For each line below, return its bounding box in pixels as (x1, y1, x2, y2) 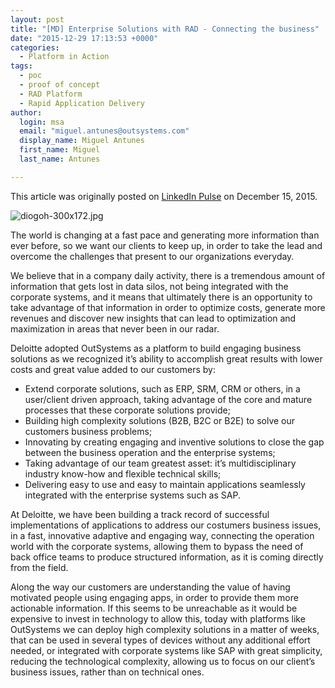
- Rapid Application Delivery (19, 98, 145, 108)
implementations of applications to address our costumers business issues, (10, 519, 322, 531)
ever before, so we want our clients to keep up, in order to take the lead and (10, 239, 323, 251)
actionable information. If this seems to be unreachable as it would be (10, 602, 298, 614)
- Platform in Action (19, 52, 110, 62)
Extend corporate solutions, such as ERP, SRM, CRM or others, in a (24, 382, 301, 395)
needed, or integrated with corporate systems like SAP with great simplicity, (10, 644, 323, 656)
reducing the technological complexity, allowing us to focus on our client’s (10, 655, 316, 667)
